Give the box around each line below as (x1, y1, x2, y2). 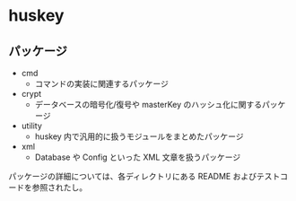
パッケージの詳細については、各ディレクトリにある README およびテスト (8, 171, 281, 181)
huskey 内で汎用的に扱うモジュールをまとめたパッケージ (34, 131, 244, 142)
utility (21, 120, 42, 131)
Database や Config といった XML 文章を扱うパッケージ (34, 152, 241, 162)
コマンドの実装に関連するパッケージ (34, 78, 170, 89)
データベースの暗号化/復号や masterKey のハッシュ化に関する (34, 100, 263, 109)
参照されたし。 (31, 182, 87, 193)
